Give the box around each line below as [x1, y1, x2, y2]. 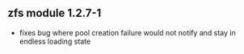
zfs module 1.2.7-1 [7, 6, 102, 20]
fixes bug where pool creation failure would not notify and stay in [19, 27, 236, 37]
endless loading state [19, 36, 91, 46]
